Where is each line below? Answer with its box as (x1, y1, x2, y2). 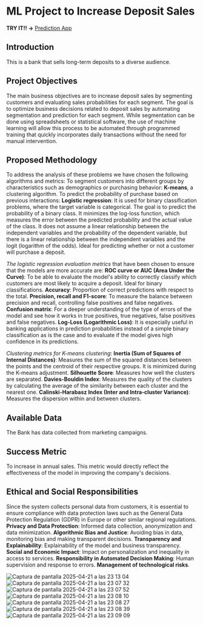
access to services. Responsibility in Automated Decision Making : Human (6, 554, 195, 562)
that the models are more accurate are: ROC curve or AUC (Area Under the (6, 267, 195, 274)
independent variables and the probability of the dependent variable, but (6, 229, 188, 237)
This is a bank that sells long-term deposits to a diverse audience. (6, 58, 171, 65)
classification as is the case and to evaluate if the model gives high (6, 332, 173, 339)
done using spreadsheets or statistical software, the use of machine (6, 117, 176, 125)
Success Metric (6, 446, 67, 457)
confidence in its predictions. (6, 338, 79, 345)
